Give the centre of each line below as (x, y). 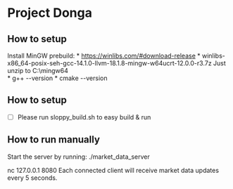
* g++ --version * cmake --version (57, 78)
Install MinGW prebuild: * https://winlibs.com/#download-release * (104, 56)
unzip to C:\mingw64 (38, 71)
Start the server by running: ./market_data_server (78, 157)
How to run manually (54, 139)
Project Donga (50, 13)
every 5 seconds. (32, 178)
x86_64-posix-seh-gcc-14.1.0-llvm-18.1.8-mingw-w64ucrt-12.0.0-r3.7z (110, 63)
